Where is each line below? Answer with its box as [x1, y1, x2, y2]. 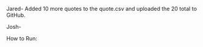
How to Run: [6, 35, 38, 42]
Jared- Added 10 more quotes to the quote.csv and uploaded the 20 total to [6, 5, 197, 12]
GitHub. [6, 11, 26, 19]
